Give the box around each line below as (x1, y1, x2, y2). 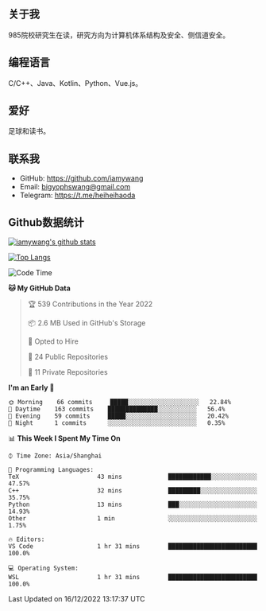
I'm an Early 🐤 (8, 383, 55, 392)
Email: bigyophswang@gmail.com (19, 182, 131, 192)
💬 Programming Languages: (8, 466, 94, 474)
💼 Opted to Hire (27, 337, 79, 346)
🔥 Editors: (8, 535, 45, 543)
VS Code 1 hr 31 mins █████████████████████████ (8, 543, 258, 551)
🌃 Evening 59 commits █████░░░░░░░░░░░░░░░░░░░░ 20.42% (8, 412, 229, 420)
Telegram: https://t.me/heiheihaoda (19, 190, 136, 200)
